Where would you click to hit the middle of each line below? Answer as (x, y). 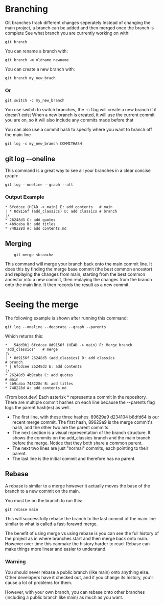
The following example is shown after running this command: (67, 318)
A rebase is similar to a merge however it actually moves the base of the (78, 485)
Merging (18, 243)
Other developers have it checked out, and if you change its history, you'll (79, 578)
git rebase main (22, 509)
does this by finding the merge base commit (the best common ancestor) (79, 269)
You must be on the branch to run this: (44, 500)
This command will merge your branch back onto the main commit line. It (79, 264)
